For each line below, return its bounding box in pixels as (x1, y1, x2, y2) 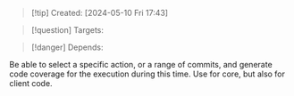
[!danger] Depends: (30, 42, 104, 52)
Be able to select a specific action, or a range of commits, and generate (9, 60, 273, 69)
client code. (9, 78, 53, 88)
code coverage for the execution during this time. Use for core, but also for (9, 68, 286, 79)
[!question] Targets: (30, 25, 105, 35)
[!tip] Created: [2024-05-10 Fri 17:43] (30, 8, 168, 18)
